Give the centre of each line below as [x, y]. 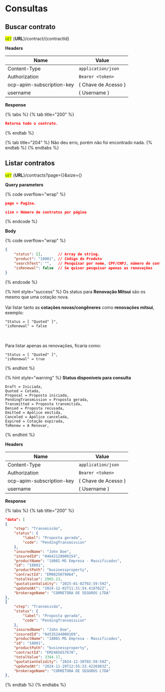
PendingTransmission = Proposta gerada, [47, 400]
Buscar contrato [30, 27]
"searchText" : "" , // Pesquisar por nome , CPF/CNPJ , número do [82, 264]
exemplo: [14, 312]
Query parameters [24, 184]
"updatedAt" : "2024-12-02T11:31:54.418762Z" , [61, 588]
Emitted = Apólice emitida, [34, 412]
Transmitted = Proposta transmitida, [44, 404]
